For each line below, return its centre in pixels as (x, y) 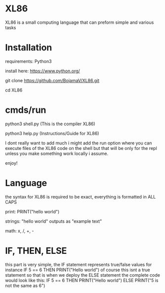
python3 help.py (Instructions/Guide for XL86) (52, 133)
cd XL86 (14, 90)
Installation (29, 48)
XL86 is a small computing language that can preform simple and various (80, 22)
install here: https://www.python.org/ (42, 71)
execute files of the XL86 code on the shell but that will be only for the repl (81, 148)
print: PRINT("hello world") (32, 211)
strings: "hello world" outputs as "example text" (54, 221)
